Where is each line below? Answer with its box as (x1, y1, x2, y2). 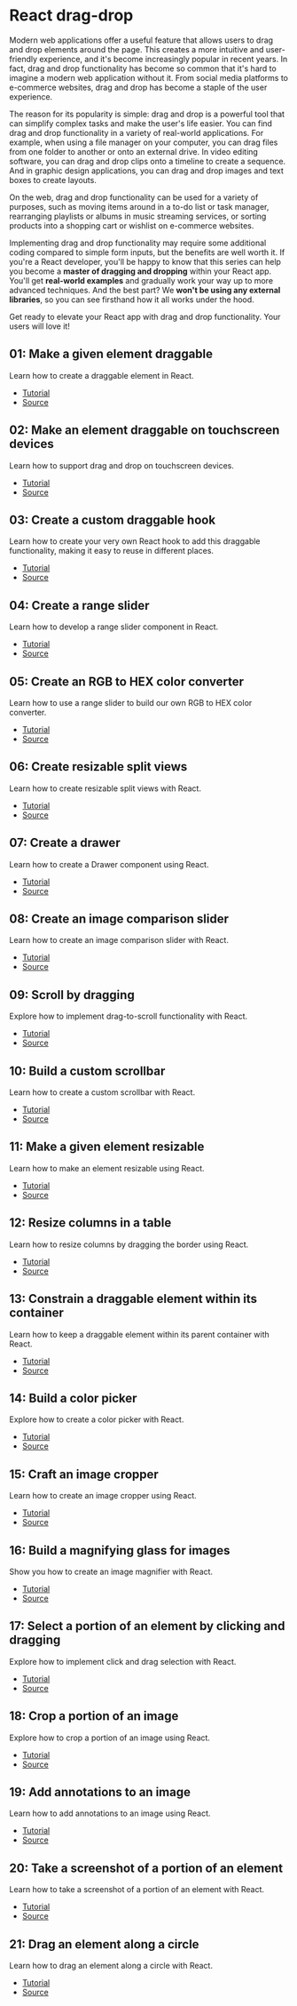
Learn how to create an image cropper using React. (9, 1491, 197, 1501)
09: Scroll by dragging (9, 987, 135, 1003)
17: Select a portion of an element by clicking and (9, 1618, 285, 1634)
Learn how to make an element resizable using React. (9, 1163, 206, 1173)
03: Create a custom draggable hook (9, 512, 215, 527)
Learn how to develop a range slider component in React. (9, 621, 219, 632)
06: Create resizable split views (9, 759, 188, 774)
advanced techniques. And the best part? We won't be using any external (9, 284, 281, 295)
